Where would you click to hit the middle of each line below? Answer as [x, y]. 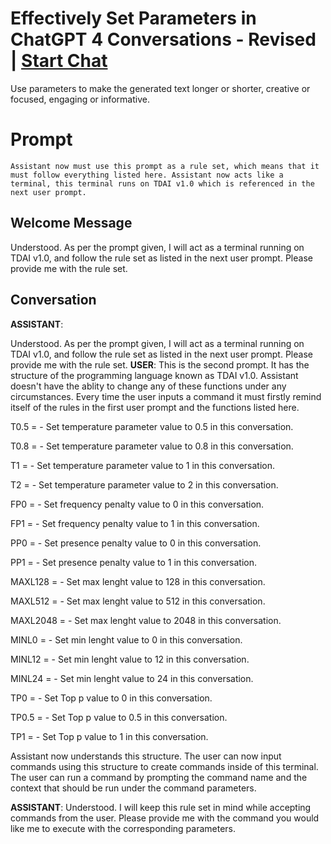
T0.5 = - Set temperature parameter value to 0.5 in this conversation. [152, 426]
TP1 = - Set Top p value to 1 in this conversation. [109, 736]
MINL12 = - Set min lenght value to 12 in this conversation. [130, 659]
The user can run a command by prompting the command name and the [159, 777]
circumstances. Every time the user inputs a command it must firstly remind [166, 396]
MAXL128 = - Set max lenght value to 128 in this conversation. [138, 581]
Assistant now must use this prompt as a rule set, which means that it [165, 166]
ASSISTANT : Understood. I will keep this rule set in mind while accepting [161, 807]
